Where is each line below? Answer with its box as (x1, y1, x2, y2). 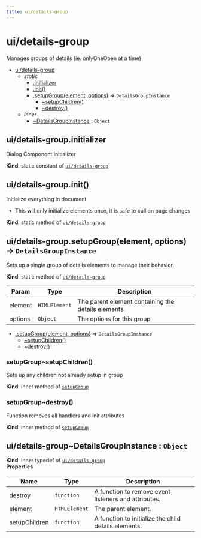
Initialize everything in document (6, 196, 87, 203)
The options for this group (77, 315, 151, 323)
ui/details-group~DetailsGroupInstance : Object (6, 441, 188, 451)
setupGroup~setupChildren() (6, 358, 93, 366)
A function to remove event (94, 488, 170, 496)
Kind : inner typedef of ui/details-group (6, 457, 106, 464)
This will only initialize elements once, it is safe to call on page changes (14, 207, 191, 214)
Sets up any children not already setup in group (6, 372, 123, 379)
